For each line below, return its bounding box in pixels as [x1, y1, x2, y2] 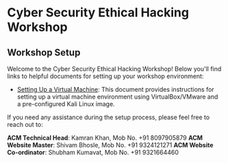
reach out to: [7, 121, 43, 128]
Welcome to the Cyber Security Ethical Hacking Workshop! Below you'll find [7, 65, 222, 73]
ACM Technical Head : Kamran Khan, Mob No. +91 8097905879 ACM [7, 134, 203, 142]
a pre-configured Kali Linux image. [16, 100, 115, 108]
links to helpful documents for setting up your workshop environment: [7, 72, 204, 80]
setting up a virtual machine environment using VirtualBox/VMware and [16, 92, 218, 101]
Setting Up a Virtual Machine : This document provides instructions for [16, 86, 214, 93]
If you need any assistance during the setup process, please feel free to [7, 113, 210, 121]
